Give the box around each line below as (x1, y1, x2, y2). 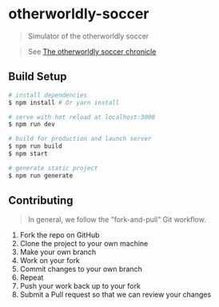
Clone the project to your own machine (19, 239, 149, 249)
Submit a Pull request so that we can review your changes (19, 289, 212, 300)
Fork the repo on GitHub (19, 230, 100, 240)
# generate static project (8, 164, 98, 172)
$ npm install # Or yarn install (8, 98, 120, 106)
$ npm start (8, 150, 48, 157)
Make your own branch (19, 247, 97, 257)
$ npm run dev (8, 121, 56, 129)
